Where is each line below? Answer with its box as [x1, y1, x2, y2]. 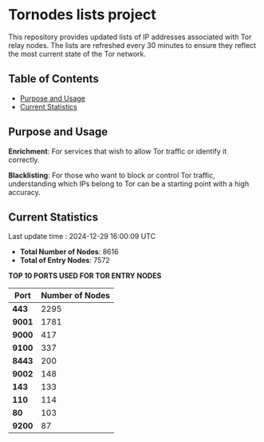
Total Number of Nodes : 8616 [19, 247, 119, 257]
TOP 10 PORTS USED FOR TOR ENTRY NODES [8, 271, 162, 281]
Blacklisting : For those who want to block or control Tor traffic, [8, 170, 215, 180]
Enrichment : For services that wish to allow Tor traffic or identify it [8, 146, 227, 156]
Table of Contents [8, 72, 100, 86]
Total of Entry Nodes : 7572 [19, 256, 110, 265]
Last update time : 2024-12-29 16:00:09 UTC [8, 232, 156, 241]
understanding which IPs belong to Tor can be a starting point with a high [8, 178, 250, 189]
